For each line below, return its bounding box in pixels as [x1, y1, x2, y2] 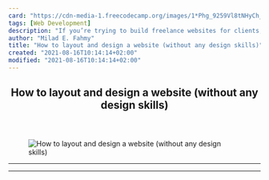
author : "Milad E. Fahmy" [8, 34, 94, 42]
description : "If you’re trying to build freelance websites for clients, [8, 26, 263, 34]
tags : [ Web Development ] [8, 19, 91, 27]
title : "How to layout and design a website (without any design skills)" [8, 42, 263, 50]
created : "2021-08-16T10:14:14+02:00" [8, 49, 138, 57]
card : [8, 11, 26, 20]
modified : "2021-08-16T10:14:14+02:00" [8, 57, 142, 65]
